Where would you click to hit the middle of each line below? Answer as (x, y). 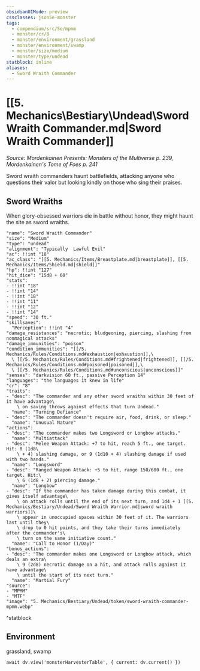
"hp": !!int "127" (29, 270)
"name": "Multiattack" (40, 438)
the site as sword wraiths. (38, 222)
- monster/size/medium (40, 51)
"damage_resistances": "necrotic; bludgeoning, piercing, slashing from (99, 333)
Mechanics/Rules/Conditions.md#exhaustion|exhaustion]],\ (80, 354)
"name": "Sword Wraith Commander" (49, 233)
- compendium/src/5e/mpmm (44, 29)
